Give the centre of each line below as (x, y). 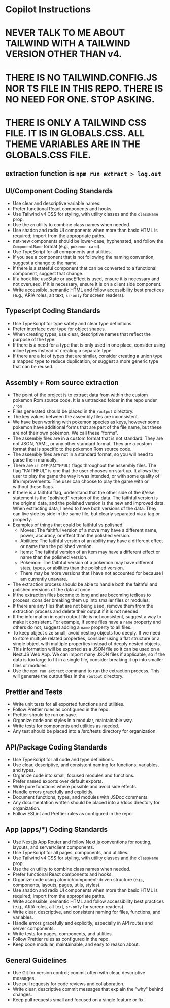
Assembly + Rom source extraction (62, 383)
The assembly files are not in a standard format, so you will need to (83, 454)
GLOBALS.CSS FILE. (48, 155)
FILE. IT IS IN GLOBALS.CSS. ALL (75, 133)
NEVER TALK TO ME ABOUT (65, 33)
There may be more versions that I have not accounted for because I (92, 573)
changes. (22, 994)
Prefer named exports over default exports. (58, 781)
